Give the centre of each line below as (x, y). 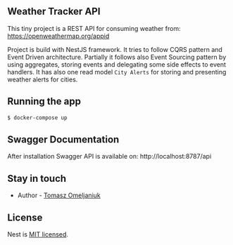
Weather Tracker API (54, 12)
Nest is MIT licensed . (38, 234)
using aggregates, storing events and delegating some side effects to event (117, 64)
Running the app (44, 101)
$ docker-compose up (38, 118)
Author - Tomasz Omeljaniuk (59, 195)
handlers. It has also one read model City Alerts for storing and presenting (117, 72)
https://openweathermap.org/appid (58, 36)
